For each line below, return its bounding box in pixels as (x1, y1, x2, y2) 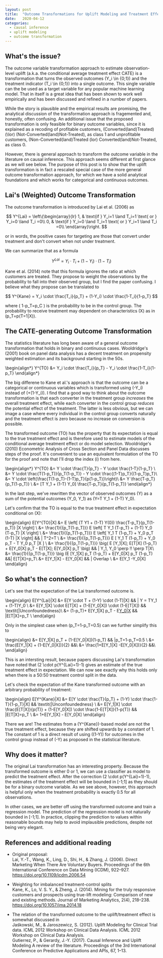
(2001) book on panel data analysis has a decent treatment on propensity (5, 350, 151, 356)
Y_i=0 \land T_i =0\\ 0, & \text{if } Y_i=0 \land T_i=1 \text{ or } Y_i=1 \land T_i (6, 218, 157, 224)
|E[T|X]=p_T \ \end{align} (5, 613, 56, 619)
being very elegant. (5, 824, 44, 830)
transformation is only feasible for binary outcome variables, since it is (5, 121, 146, 127)
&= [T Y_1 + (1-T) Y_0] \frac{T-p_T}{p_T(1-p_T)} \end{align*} (33, 481, 152, 487)
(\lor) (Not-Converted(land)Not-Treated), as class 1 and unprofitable (5, 131, 141, 137)
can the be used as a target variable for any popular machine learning (5, 86, 145, 91)
